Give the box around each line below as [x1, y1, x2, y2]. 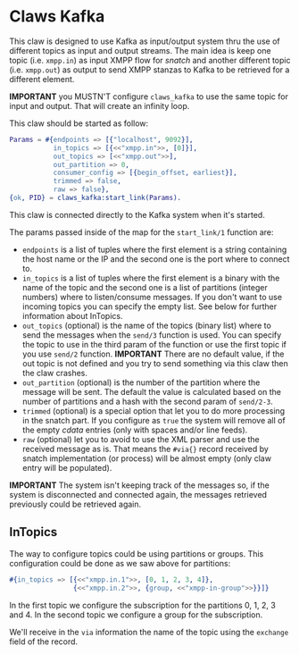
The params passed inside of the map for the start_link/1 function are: [9, 226, 274, 238]
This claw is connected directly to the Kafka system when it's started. [9, 209, 265, 220]
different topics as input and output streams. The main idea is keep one [9, 45, 271, 55]
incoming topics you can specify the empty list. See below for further [21, 301, 278, 312]
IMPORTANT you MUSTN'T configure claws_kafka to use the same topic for [9, 91, 288, 102]
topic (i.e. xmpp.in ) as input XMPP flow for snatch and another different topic [9, 54, 291, 65]
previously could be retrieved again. [9, 499, 142, 509]
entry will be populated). [21, 462, 112, 473]
